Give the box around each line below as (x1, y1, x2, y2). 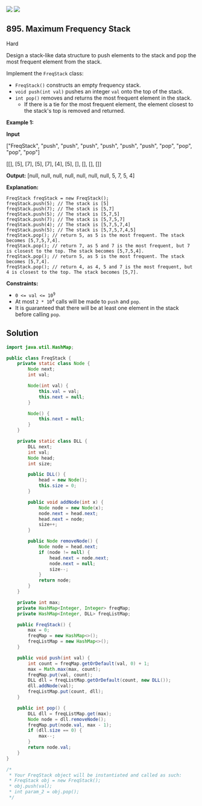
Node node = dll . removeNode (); (28, 716, 107, 722)
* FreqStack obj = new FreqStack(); (8, 778, 101, 784)
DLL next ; (28, 443, 52, 449)
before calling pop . (14, 311, 61, 318)
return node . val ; (28, 744, 71, 750)
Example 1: (6, 118, 34, 126)
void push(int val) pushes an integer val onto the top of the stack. (14, 87, 184, 95)
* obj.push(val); (8, 783, 52, 790)
